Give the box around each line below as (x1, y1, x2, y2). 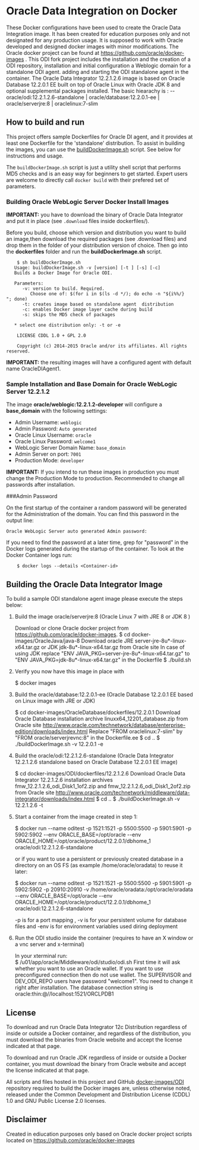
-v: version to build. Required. (21, 286, 105, 292)
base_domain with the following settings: (6, 407, 108, 415)
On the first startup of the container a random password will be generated (6, 504, 187, 511)
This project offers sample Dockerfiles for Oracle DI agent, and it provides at (6, 133, 193, 140)
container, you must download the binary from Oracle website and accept (6, 1060, 187, 1067)
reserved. (6, 348, 31, 354)
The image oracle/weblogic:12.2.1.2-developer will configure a (6, 401, 162, 408)
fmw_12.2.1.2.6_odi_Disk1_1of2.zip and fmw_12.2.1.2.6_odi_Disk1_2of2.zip (14, 783, 191, 790)
